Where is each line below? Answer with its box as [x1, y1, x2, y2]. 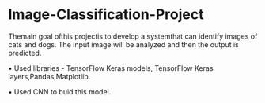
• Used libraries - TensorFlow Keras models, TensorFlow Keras [8, 63, 214, 72]
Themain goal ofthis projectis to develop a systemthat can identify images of [8, 31, 258, 41]
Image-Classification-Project [8, 6, 204, 24]
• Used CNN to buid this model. [8, 86, 112, 96]
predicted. [8, 48, 42, 57]
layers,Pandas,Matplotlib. [8, 72, 91, 81]
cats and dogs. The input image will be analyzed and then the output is [8, 39, 239, 49]
